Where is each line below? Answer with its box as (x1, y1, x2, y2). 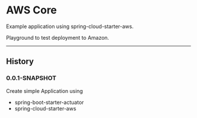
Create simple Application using (6, 87, 83, 94)
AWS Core (6, 4, 57, 17)
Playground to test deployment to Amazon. (6, 34, 110, 41)
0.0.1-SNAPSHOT (6, 74, 57, 82)
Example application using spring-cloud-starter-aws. (6, 23, 134, 30)
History (6, 57, 34, 67)
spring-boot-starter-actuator (14, 99, 84, 106)
